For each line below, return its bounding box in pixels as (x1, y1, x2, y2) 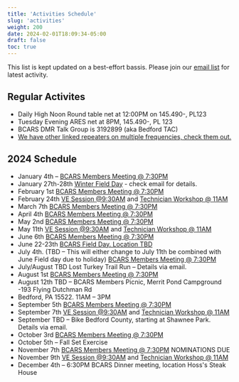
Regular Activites (7, 91, 85, 103)
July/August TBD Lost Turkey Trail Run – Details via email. (17, 262, 187, 271)
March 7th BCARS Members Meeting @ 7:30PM (17, 202, 158, 210)
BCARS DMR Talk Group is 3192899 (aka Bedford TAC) (17, 125, 179, 133)
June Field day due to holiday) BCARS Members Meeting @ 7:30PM (17, 255, 217, 263)
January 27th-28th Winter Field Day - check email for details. (17, 179, 198, 188)
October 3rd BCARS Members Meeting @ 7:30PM (17, 330, 164, 339)
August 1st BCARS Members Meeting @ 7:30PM (17, 270, 159, 278)
